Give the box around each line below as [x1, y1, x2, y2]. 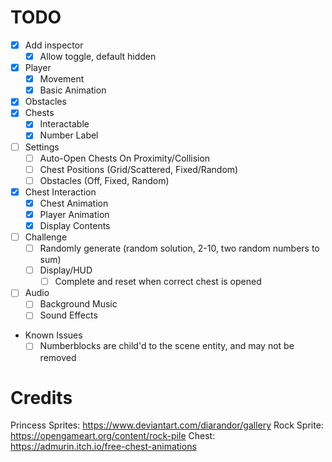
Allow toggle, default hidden [39, 51, 157, 62]
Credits [10, 386, 73, 409]
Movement [39, 73, 85, 85]
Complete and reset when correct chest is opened [54, 276, 262, 288]
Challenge [24, 231, 68, 243]
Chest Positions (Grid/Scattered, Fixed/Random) [39, 163, 239, 175]
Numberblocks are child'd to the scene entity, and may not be [39, 340, 295, 352]
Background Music [39, 298, 118, 310]
